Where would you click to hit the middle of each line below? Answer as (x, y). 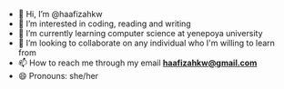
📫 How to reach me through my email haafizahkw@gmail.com (137, 63)
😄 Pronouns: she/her (58, 76)
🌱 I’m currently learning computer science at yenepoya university (140, 33)
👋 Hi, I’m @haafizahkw (60, 14)
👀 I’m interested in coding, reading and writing (104, 24)
